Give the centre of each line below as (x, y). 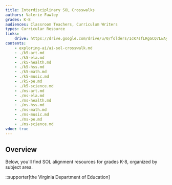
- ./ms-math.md (31, 110)
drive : (21, 39)
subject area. (19, 167)
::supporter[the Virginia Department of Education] (58, 177)
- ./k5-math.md (31, 72)
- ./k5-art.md (29, 53)
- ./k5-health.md (33, 62)
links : (12, 34)
